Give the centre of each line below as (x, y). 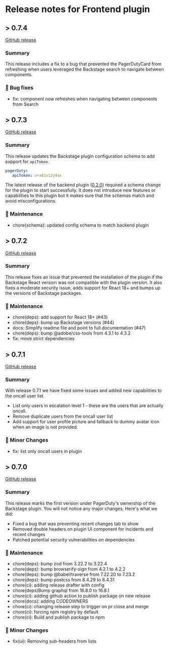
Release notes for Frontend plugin (78, 9)
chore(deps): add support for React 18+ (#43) (60, 317)
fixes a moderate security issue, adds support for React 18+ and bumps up (83, 288)
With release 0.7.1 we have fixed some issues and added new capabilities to (84, 391)
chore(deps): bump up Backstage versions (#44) (63, 322)
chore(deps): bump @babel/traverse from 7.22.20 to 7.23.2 (74, 574)
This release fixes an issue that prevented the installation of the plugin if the (84, 277)
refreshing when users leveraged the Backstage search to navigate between (84, 70)
